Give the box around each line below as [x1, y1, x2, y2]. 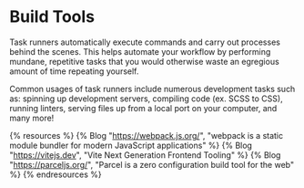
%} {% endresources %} [9, 169, 102, 180]
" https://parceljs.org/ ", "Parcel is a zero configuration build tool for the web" [9, 159, 294, 170]
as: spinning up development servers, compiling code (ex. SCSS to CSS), [9, 93, 284, 104]
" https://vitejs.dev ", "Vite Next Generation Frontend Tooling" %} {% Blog [9, 149, 281, 161]
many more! [9, 112, 55, 123]
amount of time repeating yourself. [9, 66, 139, 77]
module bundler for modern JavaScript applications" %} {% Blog [9, 140, 253, 151]
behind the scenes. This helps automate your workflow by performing [9, 46, 271, 57]
